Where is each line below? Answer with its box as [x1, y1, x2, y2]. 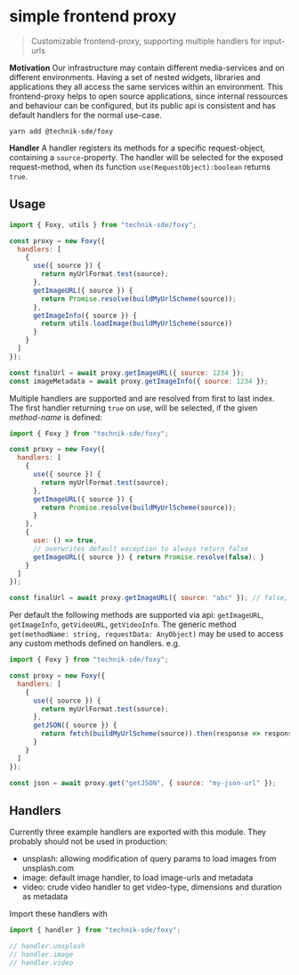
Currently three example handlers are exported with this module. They [9, 826, 267, 838]
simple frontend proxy [9, 6, 177, 27]
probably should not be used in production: [9, 836, 167, 847]
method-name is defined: [9, 411, 102, 422]
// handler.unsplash [9, 942, 86, 951]
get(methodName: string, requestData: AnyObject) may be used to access [9, 629, 284, 639]
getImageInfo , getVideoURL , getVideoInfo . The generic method [9, 619, 238, 630]
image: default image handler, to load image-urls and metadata [21, 873, 254, 883]
